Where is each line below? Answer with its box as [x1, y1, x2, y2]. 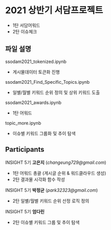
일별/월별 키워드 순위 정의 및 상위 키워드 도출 [12, 89, 100, 95]
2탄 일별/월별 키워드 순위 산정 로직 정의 [12, 198, 89, 204]
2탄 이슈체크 [12, 28, 37, 34]
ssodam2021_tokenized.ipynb [5, 59, 67, 65]
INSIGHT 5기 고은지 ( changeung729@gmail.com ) [5, 159, 106, 165]
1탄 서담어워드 [12, 22, 40, 28]
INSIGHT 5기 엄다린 [5, 208, 45, 214]
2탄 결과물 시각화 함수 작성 [12, 176, 65, 182]
